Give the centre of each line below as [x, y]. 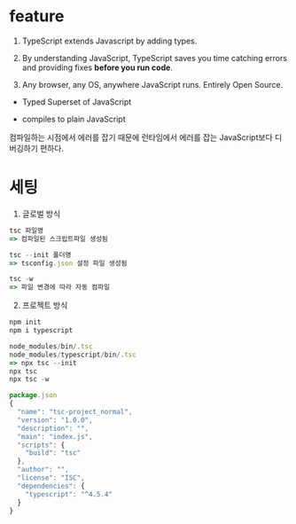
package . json [33, 395]
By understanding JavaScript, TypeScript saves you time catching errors [155, 58]
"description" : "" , [53, 428]
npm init [25, 322]
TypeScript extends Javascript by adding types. [109, 41]
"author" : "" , [43, 470]
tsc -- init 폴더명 [40, 254]
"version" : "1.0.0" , [55, 420]
